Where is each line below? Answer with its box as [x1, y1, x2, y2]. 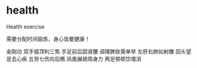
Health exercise [6, 23, 45, 30]
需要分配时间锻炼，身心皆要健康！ [6, 35, 90, 42]
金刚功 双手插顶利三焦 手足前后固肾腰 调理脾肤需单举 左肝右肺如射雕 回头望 [6, 48, 192, 55]
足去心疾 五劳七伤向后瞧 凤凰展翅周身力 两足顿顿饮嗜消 [6, 55, 141, 62]
